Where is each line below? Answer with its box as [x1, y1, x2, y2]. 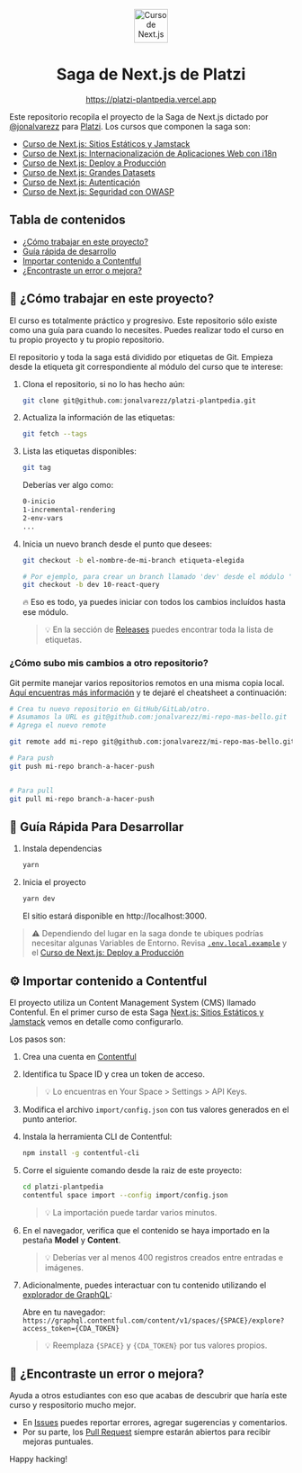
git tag [22, 464, 51, 473]
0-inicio [22, 497, 56, 506]
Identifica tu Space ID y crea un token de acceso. [22, 1068, 205, 1080]
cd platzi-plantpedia [22, 1182, 103, 1191]
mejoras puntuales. [22, 1436, 94, 1447]
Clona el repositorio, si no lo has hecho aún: [22, 378, 186, 389]
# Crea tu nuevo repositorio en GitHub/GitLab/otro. [9, 704, 211, 713]
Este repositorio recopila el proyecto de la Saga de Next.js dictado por [9, 111, 269, 122]
